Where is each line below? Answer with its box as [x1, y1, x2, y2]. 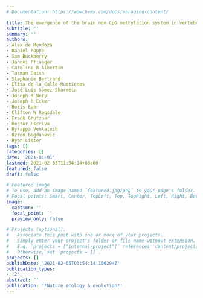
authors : [6, 37, 28, 43]
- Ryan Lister [6, 138, 42, 144]
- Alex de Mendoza [6, 42, 53, 48]
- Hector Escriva [6, 121, 50, 127]
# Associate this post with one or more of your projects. [6, 232, 164, 238]
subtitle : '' [6, 25, 39, 31]
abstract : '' [6, 277, 39, 284]
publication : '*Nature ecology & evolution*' [6, 283, 123, 289]
